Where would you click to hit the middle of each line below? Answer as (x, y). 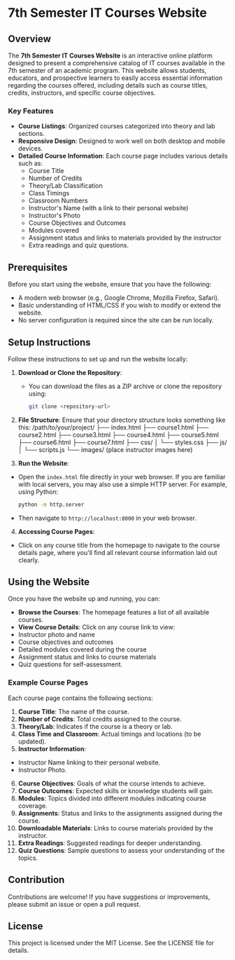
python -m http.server (51, 505)
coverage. (33, 805)
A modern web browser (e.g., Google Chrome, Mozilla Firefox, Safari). (119, 298)
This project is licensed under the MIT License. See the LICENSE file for (111, 943)
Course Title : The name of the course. (73, 711)
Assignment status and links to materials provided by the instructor (125, 238)
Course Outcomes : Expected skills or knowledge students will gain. (116, 790)
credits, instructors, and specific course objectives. (82, 93)
